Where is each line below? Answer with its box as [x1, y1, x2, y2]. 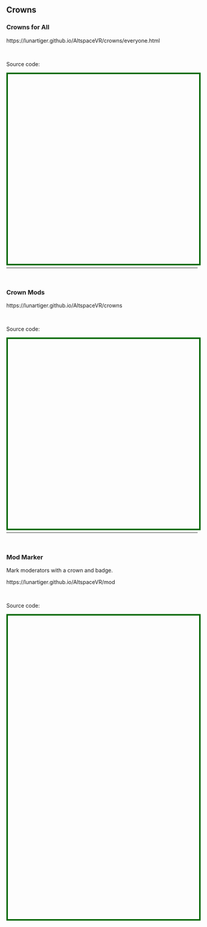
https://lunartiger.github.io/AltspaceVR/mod [6, 579, 115, 586]
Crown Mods [6, 288, 45, 296]
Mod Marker [6, 552, 44, 561]
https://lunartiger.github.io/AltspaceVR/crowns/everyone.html [6, 36, 160, 44]
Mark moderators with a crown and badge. [6, 567, 114, 574]
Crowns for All [6, 23, 50, 32]
